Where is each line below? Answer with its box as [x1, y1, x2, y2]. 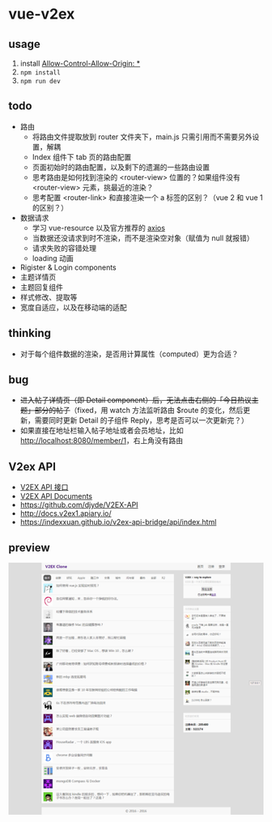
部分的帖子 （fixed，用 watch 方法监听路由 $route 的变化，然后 [34, 406, 244, 415]
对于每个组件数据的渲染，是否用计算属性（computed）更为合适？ [19, 349, 239, 359]
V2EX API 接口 [19, 483, 69, 492]
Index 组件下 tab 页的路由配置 [32, 151, 132, 162]
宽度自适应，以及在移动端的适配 [19, 302, 127, 312]
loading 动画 [32, 253, 74, 263]
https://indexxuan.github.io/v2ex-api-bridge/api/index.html [19, 517, 217, 527]
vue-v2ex [8, 5, 75, 23]
